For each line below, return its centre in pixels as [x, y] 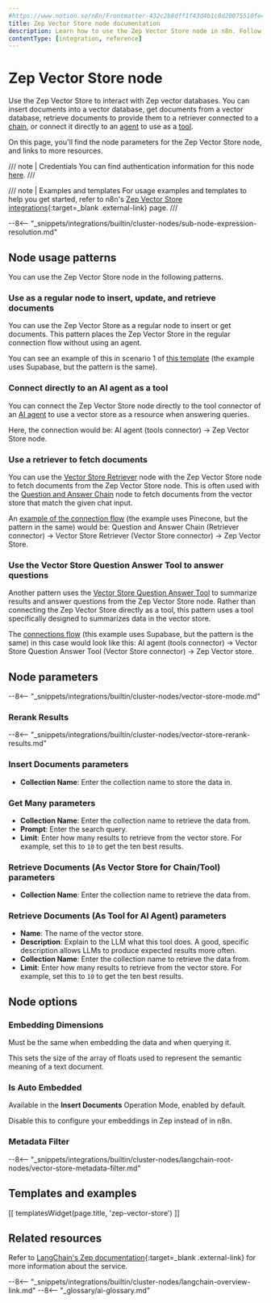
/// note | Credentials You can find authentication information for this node [131, 167]
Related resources [55, 1238]
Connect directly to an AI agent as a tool [88, 388]
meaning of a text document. [56, 1067]
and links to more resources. [56, 151]
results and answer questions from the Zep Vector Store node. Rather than [132, 601]
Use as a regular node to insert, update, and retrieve [112, 297]
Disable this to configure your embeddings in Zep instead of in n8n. [120, 1121]
